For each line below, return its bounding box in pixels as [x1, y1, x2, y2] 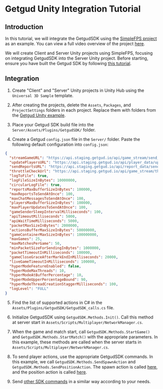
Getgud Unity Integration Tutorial [5, 3, 141, 15]
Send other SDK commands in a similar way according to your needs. [12, 378, 151, 384]
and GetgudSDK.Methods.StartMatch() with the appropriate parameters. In [12, 334, 158, 339]
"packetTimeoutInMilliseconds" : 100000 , [9, 250, 92, 255]
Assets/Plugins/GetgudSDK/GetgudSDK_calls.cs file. [12, 304, 114, 310]
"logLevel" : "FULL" [9, 287, 49, 291]
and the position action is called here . [12, 369, 87, 375]
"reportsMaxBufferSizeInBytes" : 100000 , [9, 187, 92, 192]
